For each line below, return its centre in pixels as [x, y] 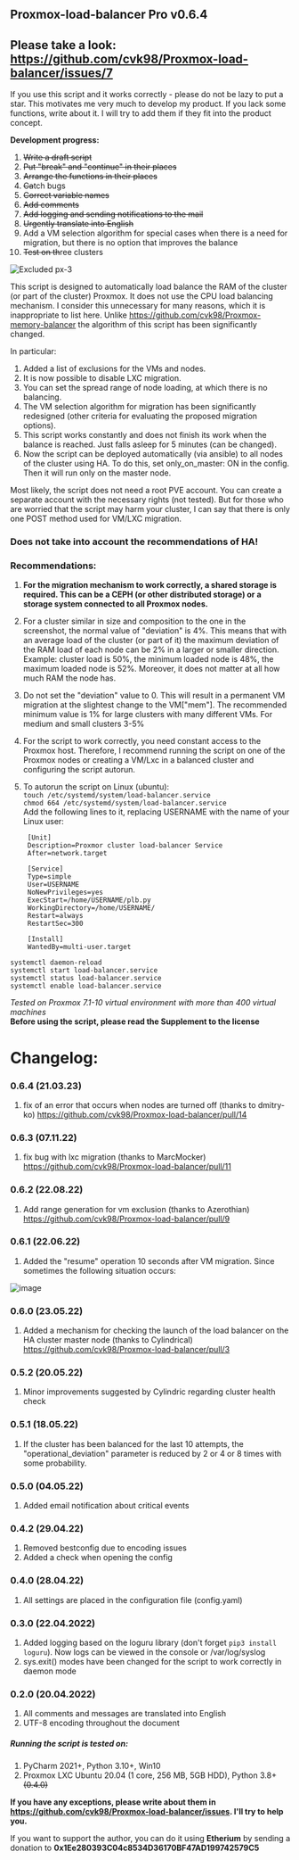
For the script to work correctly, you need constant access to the [142, 741]
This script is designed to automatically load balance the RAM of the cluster [149, 287]
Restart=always [55, 916]
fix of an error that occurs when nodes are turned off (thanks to [139, 1104]
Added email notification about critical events [106, 1505]
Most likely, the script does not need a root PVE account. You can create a [146, 491]
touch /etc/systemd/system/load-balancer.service [117, 796]
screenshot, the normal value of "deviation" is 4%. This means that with [155, 631]
